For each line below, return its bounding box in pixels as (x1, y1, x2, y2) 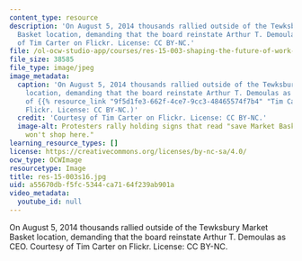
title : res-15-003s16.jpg (9, 172, 106, 181)
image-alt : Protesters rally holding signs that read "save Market (17, 122, 276, 131)
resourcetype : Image (9, 164, 87, 173)
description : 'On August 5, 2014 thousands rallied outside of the (9, 22, 268, 31)
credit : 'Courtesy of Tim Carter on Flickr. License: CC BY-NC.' (17, 113, 268, 122)
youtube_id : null (17, 197, 83, 207)
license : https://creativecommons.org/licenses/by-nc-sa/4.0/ (9, 147, 247, 156)
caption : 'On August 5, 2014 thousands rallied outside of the (17, 80, 259, 89)
